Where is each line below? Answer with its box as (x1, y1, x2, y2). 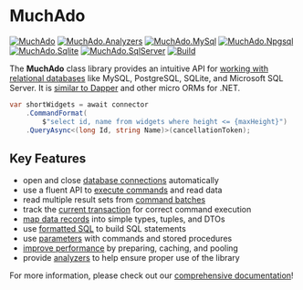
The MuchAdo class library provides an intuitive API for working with (9, 63, 269, 74)
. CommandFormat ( (26, 109, 89, 118)
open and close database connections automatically (22, 175, 219, 186)
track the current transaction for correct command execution (22, 204, 252, 215)
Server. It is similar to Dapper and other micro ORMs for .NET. (9, 82, 241, 93)
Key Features (9, 150, 87, 166)
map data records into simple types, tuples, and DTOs (22, 213, 225, 224)
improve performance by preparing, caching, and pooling (22, 243, 239, 254)
